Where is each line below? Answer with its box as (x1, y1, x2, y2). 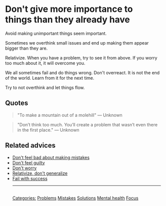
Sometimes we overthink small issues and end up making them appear (5, 40, 149, 46)
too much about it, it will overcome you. (5, 60, 85, 66)
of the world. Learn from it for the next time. (5, 75, 95, 81)
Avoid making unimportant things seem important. (5, 30, 107, 36)
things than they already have (5, 14, 130, 25)
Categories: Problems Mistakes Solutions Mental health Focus (12, 195, 139, 201)
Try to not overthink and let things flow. (5, 84, 85, 90)
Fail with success (12, 175, 48, 181)
